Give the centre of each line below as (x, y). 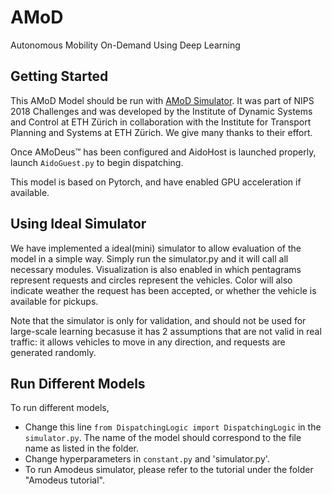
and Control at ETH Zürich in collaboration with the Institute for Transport (161, 122)
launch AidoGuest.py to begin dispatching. (97, 162)
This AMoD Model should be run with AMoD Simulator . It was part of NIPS (162, 100)
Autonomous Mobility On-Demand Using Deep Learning (125, 45)
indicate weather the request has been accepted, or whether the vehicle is (163, 290)
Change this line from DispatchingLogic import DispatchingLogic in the (173, 427)
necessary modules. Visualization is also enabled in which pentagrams (156, 269)
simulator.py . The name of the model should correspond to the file (163, 438)
